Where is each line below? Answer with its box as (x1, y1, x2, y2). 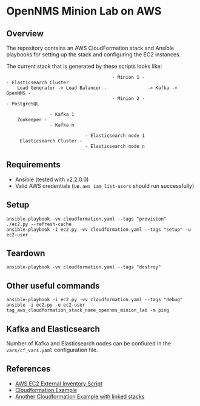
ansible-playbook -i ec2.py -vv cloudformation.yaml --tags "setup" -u (6, 226, 191, 233)
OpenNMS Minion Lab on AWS (6, 4, 162, 18)
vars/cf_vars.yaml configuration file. (6, 347, 98, 354)
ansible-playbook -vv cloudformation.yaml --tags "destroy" (6, 264, 162, 270)
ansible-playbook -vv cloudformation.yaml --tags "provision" (6, 216, 167, 222)
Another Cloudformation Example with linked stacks (15, 393, 145, 400)
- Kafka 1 (49, 111, 75, 118)
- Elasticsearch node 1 (84, 133, 145, 139)
